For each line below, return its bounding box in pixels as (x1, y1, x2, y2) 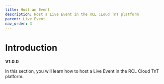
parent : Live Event (5, 16, 46, 21)
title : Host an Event (5, 7, 50, 12)
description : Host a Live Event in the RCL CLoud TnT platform (5, 12, 139, 17)
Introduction (5, 42, 58, 53)
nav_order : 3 (5, 21, 32, 26)
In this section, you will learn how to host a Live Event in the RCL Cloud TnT (5, 68, 159, 74)
